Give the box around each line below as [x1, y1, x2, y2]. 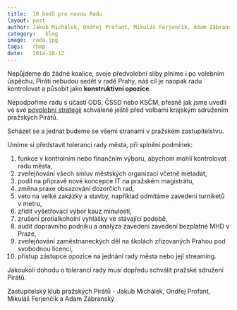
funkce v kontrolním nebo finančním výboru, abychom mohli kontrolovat [17, 154, 227, 163]
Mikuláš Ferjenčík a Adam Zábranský [7, 294, 115, 303]
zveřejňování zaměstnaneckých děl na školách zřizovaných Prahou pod [17, 236, 226, 245]
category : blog [7, 30, 59, 38]
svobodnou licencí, [17, 244, 73, 253]
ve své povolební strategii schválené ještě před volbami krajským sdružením [7, 105, 229, 114]
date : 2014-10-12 [7, 50, 65, 57]
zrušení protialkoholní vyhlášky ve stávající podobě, [17, 214, 168, 223]
